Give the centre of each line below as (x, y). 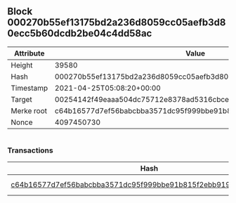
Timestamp (29, 88)
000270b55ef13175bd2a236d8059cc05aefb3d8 (117, 23)
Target (22, 99)
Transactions (31, 150)
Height (22, 65)
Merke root (29, 110)
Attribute (29, 53)
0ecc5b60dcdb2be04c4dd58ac (80, 33)
